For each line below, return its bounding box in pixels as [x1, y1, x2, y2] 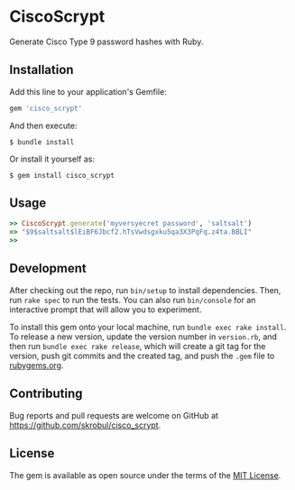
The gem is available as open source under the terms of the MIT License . [9, 469, 281, 480]
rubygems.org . [9, 359, 64, 371]
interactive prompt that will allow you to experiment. [9, 304, 202, 315]
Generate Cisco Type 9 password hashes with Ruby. [9, 36, 204, 47]
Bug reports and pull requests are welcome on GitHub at [9, 410, 219, 421]
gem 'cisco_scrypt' [9, 104, 83, 113]
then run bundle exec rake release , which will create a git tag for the [9, 340, 266, 351]
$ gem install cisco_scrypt [9, 171, 115, 180]
